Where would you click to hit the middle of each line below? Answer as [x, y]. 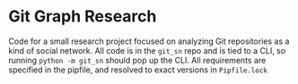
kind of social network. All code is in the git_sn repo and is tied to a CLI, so [147, 50]
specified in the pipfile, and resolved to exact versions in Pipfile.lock [138, 70]
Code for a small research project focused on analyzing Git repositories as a [149, 41]
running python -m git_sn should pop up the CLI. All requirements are [137, 60]
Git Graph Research [83, 17]
